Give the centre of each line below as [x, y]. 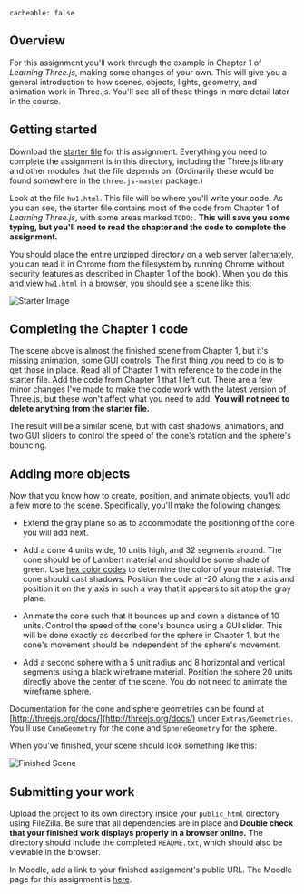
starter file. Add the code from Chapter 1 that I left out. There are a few [141, 380]
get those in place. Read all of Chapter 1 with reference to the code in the [146, 370]
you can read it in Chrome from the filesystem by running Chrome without [147, 264]
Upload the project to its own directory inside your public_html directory [144, 814]
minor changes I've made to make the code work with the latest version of [148, 389]
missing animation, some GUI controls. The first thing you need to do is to [147, 360]
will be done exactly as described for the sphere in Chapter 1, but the [152, 636]
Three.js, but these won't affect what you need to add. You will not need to [150, 399]
